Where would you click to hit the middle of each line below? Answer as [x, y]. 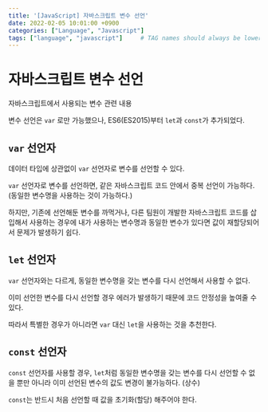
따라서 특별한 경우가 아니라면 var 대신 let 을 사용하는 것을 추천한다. [112, 324]
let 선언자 [32, 260]
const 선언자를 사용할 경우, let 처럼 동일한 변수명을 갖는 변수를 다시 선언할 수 [128, 372]
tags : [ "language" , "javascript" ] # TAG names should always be [124, 38]
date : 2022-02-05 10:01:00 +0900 [64, 23]
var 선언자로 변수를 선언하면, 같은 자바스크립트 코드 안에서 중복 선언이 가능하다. [132, 185]
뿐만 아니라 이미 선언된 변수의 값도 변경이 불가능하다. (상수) [108, 383]
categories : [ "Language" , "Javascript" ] [77, 30]
